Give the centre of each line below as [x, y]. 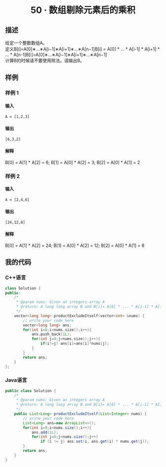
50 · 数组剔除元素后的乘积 [83, 10]
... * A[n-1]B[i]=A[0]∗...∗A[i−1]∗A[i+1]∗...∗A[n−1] [56, 55]
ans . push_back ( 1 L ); [51, 334]
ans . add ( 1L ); [45, 432]
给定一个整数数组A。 [26, 43]
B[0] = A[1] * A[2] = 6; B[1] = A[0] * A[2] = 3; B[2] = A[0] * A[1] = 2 [73, 162]
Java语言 [16, 380]
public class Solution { [31, 391]
